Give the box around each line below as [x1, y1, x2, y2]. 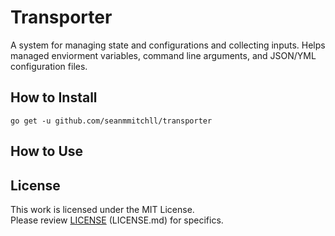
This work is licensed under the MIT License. [10, 203, 195, 215]
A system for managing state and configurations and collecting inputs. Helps [10, 39, 326, 51]
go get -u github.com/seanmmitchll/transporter [10, 116, 213, 126]
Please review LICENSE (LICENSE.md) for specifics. [10, 214, 224, 226]
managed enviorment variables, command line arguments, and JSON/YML [10, 49, 317, 61]
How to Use [10, 143, 84, 160]
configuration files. [10, 60, 88, 72]
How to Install [10, 89, 98, 106]
